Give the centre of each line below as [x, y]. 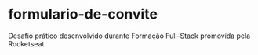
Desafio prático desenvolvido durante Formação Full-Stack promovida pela [129, 36]
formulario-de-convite [83, 14]
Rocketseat [26, 43]
